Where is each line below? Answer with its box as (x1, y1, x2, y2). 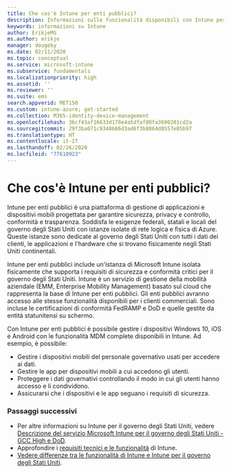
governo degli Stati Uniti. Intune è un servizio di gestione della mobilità (7, 274, 207, 283)
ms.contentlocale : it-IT (7, 138, 78, 145)
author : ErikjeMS (7, 29, 57, 36)
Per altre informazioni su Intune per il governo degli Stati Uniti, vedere (16, 422, 215, 430)
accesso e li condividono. (16, 382, 90, 390)
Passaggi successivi (7, 406, 78, 416)
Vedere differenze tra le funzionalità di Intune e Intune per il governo (16, 451, 211, 459)
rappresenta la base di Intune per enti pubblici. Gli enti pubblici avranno (7, 289, 210, 298)
